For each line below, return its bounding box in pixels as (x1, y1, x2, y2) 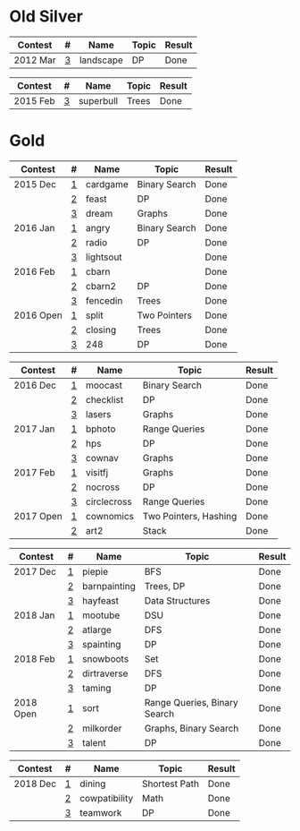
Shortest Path (141, 777, 199, 790)
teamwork (79, 806, 122, 818)
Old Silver (9, 6, 83, 27)
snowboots (81, 652, 129, 664)
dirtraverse (81, 667, 129, 680)
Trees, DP (144, 579, 186, 592)
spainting (81, 638, 121, 650)
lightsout (86, 251, 122, 263)
